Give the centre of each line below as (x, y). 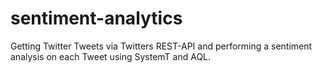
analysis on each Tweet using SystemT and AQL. (111, 56)
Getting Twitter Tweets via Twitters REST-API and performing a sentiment (161, 46)
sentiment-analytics (96, 18)
